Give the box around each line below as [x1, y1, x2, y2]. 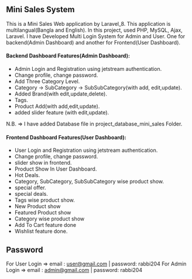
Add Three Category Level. [14, 78, 80, 85]
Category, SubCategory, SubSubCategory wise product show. [14, 178, 164, 185]
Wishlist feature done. [14, 228, 68, 235]
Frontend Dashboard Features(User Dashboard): [6, 134, 127, 141]
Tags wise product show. [14, 196, 75, 204]
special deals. [14, 190, 49, 198]
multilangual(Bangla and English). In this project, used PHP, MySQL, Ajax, [6, 26, 183, 33]
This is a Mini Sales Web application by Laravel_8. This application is [6, 20, 171, 27]
